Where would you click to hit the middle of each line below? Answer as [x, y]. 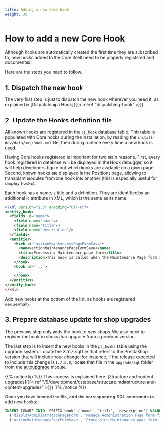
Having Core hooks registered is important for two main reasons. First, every [82, 157]
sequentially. [18, 304]
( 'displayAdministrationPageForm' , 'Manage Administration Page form [82, 415]
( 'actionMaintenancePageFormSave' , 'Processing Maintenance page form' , [85, 420]
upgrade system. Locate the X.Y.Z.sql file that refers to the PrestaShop [77, 351]
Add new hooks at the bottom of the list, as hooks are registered [70, 299]
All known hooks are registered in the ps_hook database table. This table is [80, 132]
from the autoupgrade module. [36, 367]
